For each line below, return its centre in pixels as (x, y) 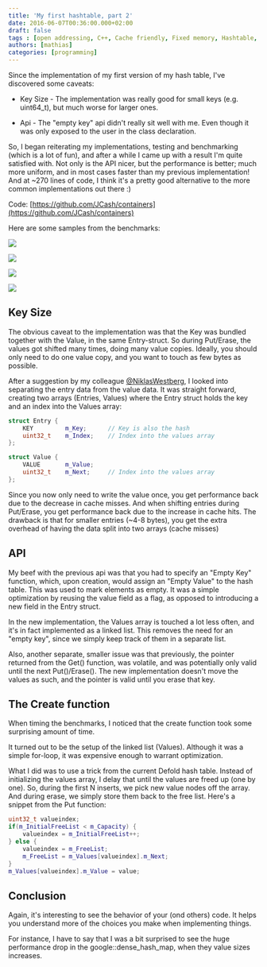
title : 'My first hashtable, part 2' (71, 15)
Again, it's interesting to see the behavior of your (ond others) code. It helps (132, 915)
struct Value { (33, 458)
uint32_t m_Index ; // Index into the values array (119, 435)
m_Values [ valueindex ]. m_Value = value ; (74, 871)
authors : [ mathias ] (41, 45)
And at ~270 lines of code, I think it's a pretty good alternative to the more (129, 180)
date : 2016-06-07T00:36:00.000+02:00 (71, 23)
